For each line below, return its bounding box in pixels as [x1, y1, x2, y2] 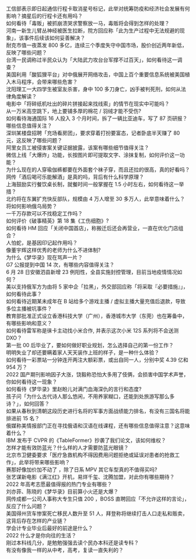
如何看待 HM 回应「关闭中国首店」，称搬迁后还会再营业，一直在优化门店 [6, 225, 178, 231]
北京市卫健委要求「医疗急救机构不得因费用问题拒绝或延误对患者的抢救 [6, 451, 175, 458]
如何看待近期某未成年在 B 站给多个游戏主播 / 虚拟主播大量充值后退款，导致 [6, 298, 185, 304]
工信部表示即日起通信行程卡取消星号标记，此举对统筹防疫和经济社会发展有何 [6, 5, 190, 12]
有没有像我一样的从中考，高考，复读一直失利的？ [6, 547, 124, 553]
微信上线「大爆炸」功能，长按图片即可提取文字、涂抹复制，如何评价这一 [6, 152, 180, 158]
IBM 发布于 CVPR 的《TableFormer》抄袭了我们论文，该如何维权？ [6, 437, 166, 444]
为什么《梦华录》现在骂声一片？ [6, 254, 83, 260]
